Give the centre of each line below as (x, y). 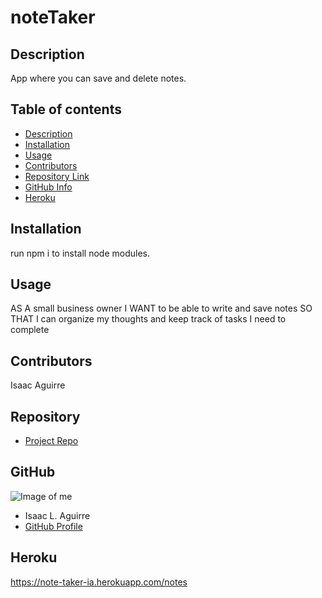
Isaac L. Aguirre (57, 515)
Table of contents (66, 109)
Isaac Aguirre (38, 385)
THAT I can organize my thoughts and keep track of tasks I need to (148, 319)
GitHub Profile (53, 526)
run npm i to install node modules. (80, 253)
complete (30, 330)
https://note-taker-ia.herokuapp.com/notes (99, 582)
